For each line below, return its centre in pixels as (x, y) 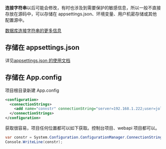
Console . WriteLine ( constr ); (34, 142)
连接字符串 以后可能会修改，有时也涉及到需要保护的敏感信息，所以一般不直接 (83, 8)
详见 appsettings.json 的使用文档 (38, 60)
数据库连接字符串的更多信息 (33, 31)
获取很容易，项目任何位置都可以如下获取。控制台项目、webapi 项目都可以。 (82, 128)
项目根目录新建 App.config (32, 90)
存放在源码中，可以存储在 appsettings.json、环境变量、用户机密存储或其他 (81, 14)
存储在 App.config (33, 78)
